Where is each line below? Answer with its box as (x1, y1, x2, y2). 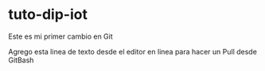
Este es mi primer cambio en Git (8, 32, 113, 41)
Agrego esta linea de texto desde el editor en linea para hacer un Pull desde (8, 47, 257, 56)
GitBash (8, 55, 34, 65)
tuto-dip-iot (8, 6, 88, 24)
